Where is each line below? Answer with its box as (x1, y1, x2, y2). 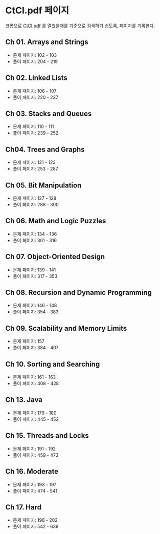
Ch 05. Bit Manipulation (5, 181, 82, 189)
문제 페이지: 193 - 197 (12, 481, 57, 487)
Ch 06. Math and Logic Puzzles (5, 217, 106, 225)
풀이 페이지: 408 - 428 (12, 380, 59, 387)
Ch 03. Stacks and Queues (5, 109, 92, 118)
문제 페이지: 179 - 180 (12, 410, 57, 416)
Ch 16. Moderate (5, 467, 59, 476)
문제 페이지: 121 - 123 (12, 159, 56, 165)
